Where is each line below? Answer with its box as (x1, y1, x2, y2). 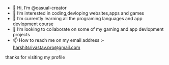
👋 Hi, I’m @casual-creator (12, 5, 67, 11)
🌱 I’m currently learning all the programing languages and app (12, 16, 143, 21)
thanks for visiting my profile (5, 54, 65, 60)
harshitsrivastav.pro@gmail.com (12, 44, 80, 50)
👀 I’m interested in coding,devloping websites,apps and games (12, 10, 144, 16)
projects (12, 32, 31, 37)
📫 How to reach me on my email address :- (12, 37, 104, 43)
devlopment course (12, 21, 54, 27)
